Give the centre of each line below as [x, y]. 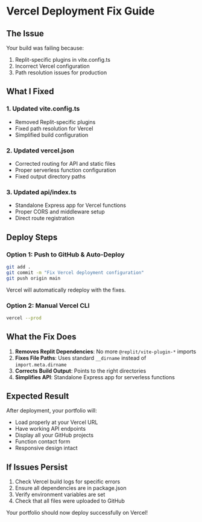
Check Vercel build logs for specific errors [68, 481]
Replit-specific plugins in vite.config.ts [62, 60]
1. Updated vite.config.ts [43, 109]
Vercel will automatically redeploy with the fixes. [66, 290]
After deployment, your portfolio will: [52, 411]
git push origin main [33, 278]
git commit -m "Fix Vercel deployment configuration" [75, 272]
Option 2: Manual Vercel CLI [48, 305]
